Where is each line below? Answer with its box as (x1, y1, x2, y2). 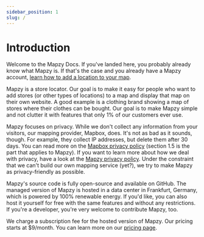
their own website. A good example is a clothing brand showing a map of (6, 98, 189, 106)
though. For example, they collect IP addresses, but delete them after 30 (6, 136, 188, 143)
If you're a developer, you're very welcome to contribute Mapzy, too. (6, 206, 178, 213)
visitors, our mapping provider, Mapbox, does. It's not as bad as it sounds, (6, 129, 192, 137)
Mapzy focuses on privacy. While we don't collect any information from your (6, 123, 198, 131)
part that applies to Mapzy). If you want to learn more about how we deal (6, 149, 189, 156)
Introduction (6, 41, 71, 55)
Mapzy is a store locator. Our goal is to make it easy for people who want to (6, 86, 196, 93)
